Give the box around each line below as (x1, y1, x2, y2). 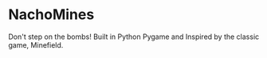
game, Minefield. (8, 40, 64, 49)
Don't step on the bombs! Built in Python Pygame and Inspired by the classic (8, 32, 260, 41)
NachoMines (8, 6, 95, 24)
